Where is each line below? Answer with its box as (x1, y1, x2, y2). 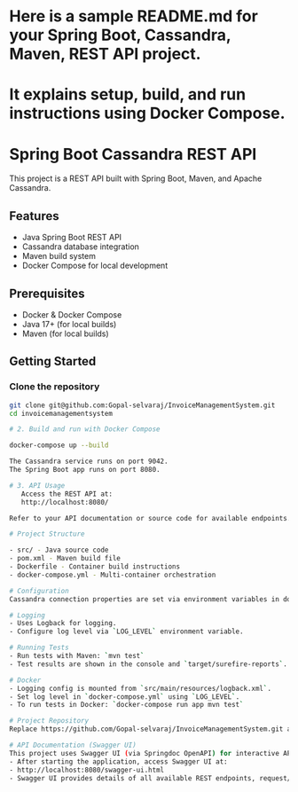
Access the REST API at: (20, 490, 114, 498)
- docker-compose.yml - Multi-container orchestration (9, 570, 216, 579)
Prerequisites (9, 286, 85, 301)
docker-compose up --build (9, 441, 109, 450)
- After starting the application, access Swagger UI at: (9, 757, 228, 766)
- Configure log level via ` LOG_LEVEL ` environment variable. (9, 627, 244, 636)
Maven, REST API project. (9, 44, 201, 64)
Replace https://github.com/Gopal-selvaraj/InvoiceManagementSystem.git (9, 725, 284, 733)
